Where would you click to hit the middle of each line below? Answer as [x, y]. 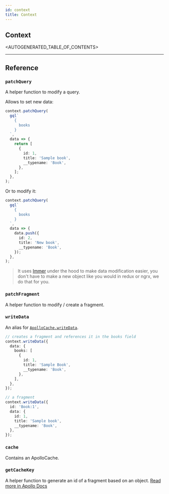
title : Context [21, 15]
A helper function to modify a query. [43, 92]
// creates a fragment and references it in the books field [71, 336]
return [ [23, 144]
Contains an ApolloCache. [32, 458]
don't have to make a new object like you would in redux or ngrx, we [88, 276]
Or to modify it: [21, 191]
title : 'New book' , [39, 242]
